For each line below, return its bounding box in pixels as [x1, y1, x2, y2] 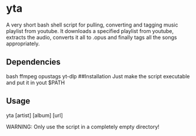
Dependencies [6, 57, 61, 67]
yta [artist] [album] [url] [6, 111, 63, 119]
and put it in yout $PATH [6, 79, 65, 86]
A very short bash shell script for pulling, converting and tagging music [6, 21, 178, 28]
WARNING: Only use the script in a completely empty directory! [6, 123, 160, 130]
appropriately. [6, 40, 40, 47]
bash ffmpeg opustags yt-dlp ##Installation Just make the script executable [6, 72, 190, 79]
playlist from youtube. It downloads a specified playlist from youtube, [6, 27, 174, 34]
